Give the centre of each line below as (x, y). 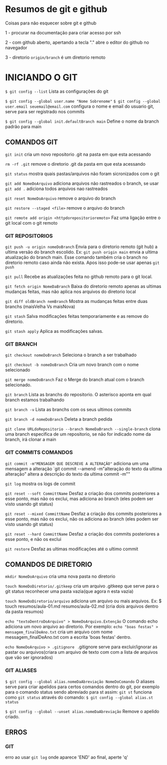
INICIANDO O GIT (42, 78)
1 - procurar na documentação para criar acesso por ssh (63, 32)
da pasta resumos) (24, 612)
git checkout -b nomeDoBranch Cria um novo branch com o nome (72, 365)
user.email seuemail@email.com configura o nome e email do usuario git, (80, 106)
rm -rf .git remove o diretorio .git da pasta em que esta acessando (75, 164)
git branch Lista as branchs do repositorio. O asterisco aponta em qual (78, 395)
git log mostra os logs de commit (40, 484)
